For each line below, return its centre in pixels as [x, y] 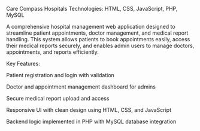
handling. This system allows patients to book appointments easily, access [98, 39]
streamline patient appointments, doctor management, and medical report [97, 33]
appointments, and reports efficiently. [52, 52]
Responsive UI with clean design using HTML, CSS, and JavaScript [89, 110]
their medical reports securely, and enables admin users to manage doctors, [100, 45]
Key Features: [23, 63]
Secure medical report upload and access [58, 98]
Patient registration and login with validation [60, 75]
